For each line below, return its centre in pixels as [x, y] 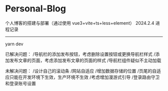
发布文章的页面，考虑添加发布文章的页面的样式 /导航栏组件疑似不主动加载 [85, 60]
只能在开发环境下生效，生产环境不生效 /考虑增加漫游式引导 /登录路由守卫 [84, 77]
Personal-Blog [36, 9]
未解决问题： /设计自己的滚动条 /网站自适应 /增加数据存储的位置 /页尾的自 [81, 71]
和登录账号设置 [20, 83]
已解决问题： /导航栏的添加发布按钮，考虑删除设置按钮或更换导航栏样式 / [80, 54]
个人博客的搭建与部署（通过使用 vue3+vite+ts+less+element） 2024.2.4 [80, 23]
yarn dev [14, 44]
